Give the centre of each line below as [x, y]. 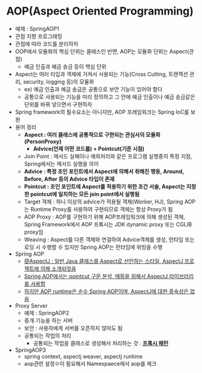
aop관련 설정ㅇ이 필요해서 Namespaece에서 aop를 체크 [90, 363]
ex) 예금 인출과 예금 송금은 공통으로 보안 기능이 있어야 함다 [93, 89]
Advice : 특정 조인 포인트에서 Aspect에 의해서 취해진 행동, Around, [104, 171]
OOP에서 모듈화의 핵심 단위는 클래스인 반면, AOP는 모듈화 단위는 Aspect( [102, 51]
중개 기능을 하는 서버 [48, 320]
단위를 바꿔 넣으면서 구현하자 [58, 104]
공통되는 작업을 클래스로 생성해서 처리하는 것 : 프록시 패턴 [101, 343]
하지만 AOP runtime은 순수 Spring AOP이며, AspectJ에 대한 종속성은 [106, 291]
